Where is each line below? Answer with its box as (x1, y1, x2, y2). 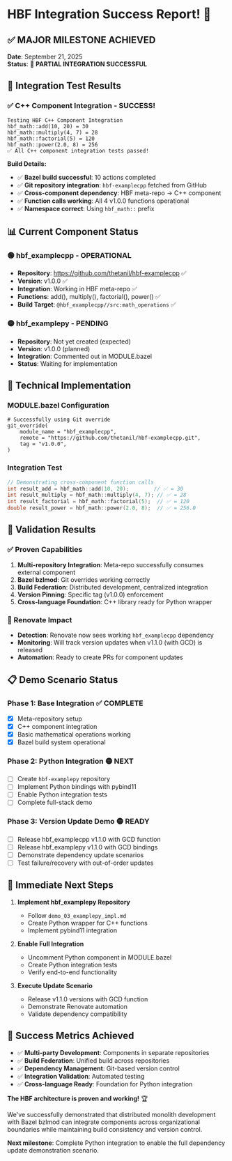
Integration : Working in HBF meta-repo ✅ (17, 285, 137, 293)
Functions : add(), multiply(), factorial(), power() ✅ (17, 293, 161, 301)
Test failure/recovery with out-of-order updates (17, 859, 154, 867)
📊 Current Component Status (7, 226, 139, 238)
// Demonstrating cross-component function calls (7, 479, 155, 486)
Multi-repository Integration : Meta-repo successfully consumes (17, 560, 204, 569)
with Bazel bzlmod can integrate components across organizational (7, 1118, 201, 1126)
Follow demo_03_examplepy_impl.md (27, 911, 127, 919)
